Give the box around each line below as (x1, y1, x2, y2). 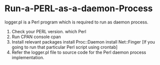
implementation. (11, 54, 44, 60)
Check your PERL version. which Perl (11, 28, 86, 34)
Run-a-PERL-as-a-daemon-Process (4, 3, 153, 14)
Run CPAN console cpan (11, 34, 61, 40)
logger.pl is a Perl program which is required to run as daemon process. (4, 19, 149, 25)
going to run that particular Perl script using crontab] (11, 44, 118, 50)
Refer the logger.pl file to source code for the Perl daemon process (11, 49, 146, 55)
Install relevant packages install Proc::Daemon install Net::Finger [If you (11, 39, 156, 44)
